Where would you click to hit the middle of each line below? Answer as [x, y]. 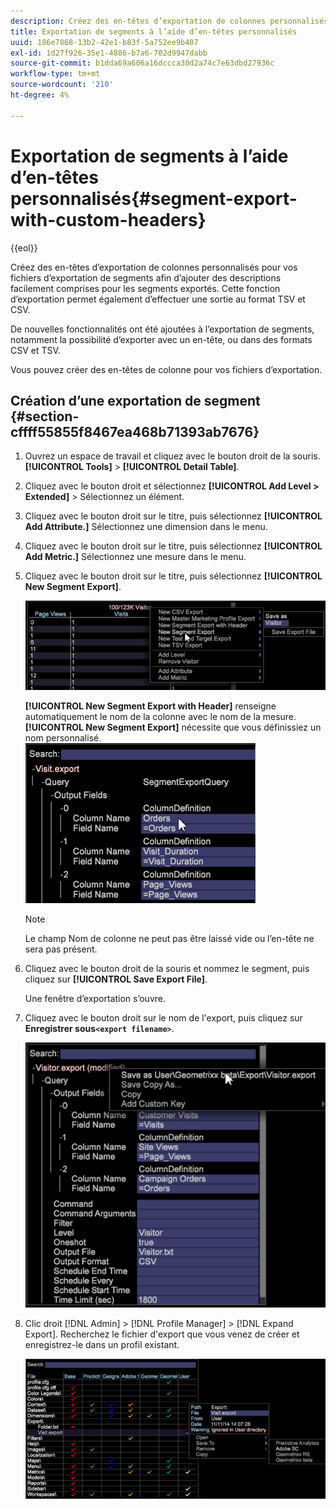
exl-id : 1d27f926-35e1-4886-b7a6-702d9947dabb [109, 53]
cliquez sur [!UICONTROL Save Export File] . [116, 979]
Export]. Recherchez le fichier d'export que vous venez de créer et [162, 1334]
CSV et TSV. [35, 350]
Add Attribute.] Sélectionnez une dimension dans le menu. [146, 527]
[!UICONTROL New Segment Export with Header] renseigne [150, 706]
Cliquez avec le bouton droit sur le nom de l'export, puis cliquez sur [163, 1018]
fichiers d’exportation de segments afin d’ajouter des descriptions [146, 277]
